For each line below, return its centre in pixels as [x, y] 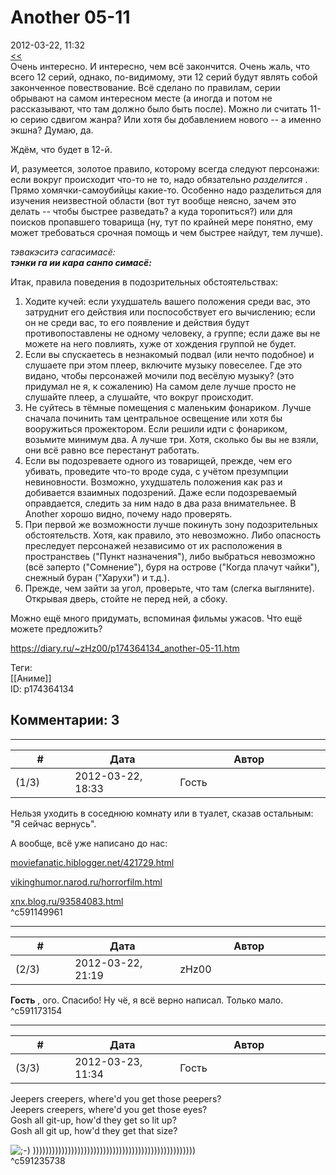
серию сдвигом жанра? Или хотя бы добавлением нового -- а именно [170, 119]
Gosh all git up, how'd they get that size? [94, 1130]
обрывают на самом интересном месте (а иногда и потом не [141, 98]
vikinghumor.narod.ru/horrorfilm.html [86, 882]
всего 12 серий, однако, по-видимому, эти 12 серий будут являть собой [164, 77]
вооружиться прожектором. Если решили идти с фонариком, [156, 428]
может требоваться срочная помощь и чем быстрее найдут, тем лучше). [167, 232]
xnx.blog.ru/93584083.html [67, 901]
